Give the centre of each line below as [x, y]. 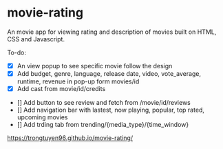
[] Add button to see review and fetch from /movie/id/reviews [104, 103]
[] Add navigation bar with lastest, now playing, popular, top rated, [111, 110]
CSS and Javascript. [36, 39]
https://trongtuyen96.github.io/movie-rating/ [70, 138]
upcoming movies [42, 117]
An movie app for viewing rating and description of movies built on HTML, [112, 32]
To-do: [17, 52]
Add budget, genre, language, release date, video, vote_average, [109, 73]
